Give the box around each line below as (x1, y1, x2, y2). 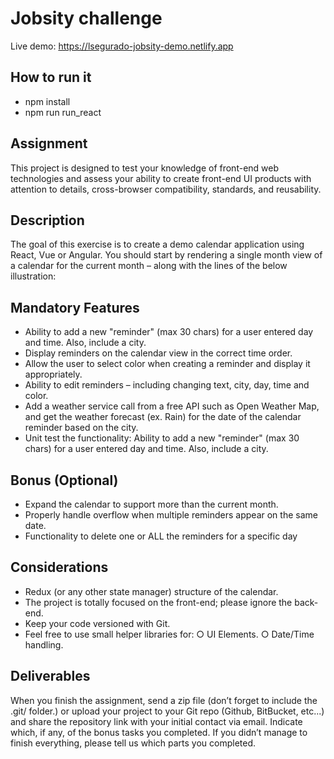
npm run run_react (24, 106, 102, 118)
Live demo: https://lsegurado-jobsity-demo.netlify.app (10, 40, 234, 52)
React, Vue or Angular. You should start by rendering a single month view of (10, 249, 323, 261)
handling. (24, 638, 64, 651)
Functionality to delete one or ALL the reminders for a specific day (24, 530, 298, 542)
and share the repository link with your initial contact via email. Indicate (10, 715, 303, 727)
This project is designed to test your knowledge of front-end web (10, 162, 280, 174)
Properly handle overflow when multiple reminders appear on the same (24, 509, 318, 521)
